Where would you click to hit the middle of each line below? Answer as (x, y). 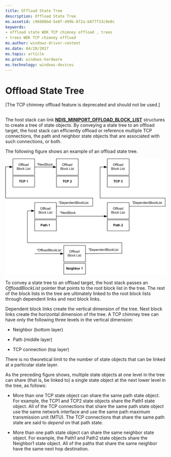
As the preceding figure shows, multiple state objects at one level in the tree (85, 374)
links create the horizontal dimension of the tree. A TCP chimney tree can (82, 314)
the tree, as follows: (26, 385)
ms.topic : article (25, 54)
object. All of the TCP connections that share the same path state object (88, 406)
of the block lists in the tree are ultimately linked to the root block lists (78, 293)
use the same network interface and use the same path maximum (81, 412)
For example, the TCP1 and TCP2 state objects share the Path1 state (84, 401)
